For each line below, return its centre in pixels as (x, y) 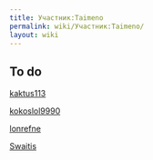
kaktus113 (28, 94)
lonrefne (25, 129)
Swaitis (23, 146)
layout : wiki (34, 35)
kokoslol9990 (35, 111)
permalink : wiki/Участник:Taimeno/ (77, 26)
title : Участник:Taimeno (56, 18)
